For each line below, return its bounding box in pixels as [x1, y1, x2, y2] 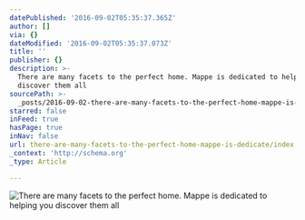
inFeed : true [9, 115, 59, 124]
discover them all [17, 81, 88, 90]
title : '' [9, 47, 47, 56]
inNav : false [9, 132, 59, 141]
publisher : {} [9, 55, 64, 65]
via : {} [9, 30, 39, 39]
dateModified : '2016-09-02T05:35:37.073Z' [9, 38, 172, 48]
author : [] [9, 22, 51, 31]
